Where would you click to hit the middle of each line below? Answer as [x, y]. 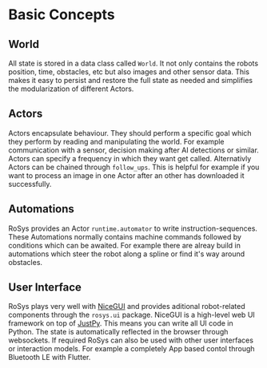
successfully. [30, 184]
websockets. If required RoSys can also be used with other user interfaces [131, 340]
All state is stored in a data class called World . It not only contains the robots [133, 63]
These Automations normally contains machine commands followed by [125, 236]
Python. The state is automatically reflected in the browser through [118, 332]
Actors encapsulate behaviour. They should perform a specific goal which [130, 133]
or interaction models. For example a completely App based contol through [132, 349]
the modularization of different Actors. [71, 89]
